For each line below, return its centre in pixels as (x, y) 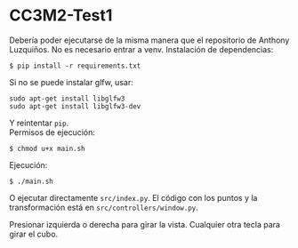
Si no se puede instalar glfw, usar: (71, 82)
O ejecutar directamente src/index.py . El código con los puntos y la (133, 197)
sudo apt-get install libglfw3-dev (75, 106)
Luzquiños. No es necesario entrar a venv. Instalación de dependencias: (141, 49)
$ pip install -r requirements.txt (75, 66)
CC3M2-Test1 (61, 16)
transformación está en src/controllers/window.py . (104, 207)
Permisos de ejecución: (52, 132)
